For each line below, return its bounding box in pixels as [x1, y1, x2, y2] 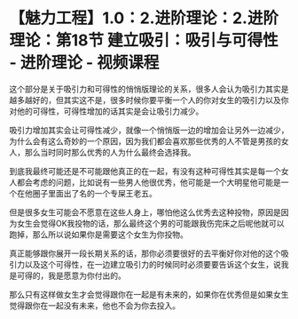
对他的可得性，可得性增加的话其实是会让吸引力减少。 [9, 106, 204, 116]
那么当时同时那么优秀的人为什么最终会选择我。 [24, 147, 196, 157]
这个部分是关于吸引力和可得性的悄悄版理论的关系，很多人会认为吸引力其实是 [9, 84, 289, 94]
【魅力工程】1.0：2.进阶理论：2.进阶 [9, 8, 279, 28]
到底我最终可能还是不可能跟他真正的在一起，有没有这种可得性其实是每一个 [9, 165, 281, 176]
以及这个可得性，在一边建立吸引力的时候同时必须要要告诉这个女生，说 [24, 259, 281, 269]
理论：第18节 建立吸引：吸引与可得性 [9, 30, 278, 51]
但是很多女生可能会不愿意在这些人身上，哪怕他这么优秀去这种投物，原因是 [9, 206, 281, 218]
